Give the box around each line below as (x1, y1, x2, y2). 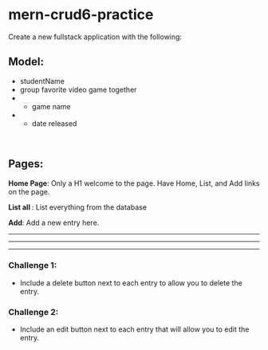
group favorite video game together (19, 85, 137, 94)
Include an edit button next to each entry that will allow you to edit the (19, 324, 250, 334)
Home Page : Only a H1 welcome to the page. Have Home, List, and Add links (8, 178, 260, 188)
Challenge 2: (8, 306, 59, 317)
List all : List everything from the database (8, 202, 148, 212)
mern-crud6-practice (8, 6, 154, 24)
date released (31, 118, 77, 128)
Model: (8, 55, 44, 69)
